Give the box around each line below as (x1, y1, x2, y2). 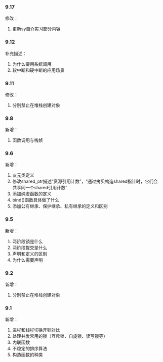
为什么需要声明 (12, 257, 43, 263)
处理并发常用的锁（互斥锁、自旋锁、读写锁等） (12, 333, 108, 339)
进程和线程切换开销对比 (12, 327, 60, 333)
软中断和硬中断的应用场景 (12, 67, 65, 73)
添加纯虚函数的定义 (12, 191, 52, 197)
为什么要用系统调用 (12, 61, 52, 67)
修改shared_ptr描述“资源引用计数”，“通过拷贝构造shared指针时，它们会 (12, 178, 158, 184)
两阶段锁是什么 (12, 238, 43, 244)
